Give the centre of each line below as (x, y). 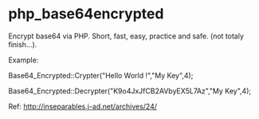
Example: (24, 60)
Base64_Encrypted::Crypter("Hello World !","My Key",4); (101, 75)
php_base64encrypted (86, 14)
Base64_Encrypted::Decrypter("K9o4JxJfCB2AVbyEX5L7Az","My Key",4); (130, 91)
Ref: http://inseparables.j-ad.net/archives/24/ (83, 106)
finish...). (23, 44)
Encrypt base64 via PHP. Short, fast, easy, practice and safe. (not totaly (126, 36)
